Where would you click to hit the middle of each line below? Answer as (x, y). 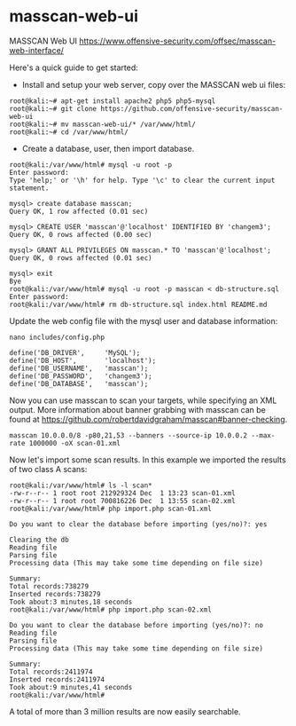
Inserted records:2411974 (57, 679)
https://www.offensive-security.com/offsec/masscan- (178, 41)
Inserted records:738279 (55, 594)
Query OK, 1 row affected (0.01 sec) (79, 211)
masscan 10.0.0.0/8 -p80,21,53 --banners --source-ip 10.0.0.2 (129, 435)
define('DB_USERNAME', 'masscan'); (79, 368)
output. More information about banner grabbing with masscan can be (137, 409)
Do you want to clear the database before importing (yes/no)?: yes (138, 524)
